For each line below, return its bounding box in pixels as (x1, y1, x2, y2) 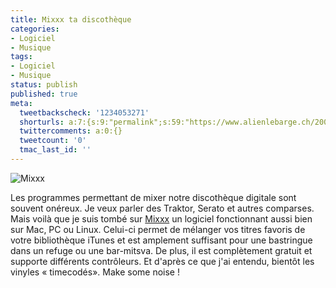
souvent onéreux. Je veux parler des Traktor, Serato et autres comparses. (10, 202, 315, 214)
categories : (10, 24, 60, 34)
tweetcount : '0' (19, 136, 87, 146)
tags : (10, 52, 33, 62)
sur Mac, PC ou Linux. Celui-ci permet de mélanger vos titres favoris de (10, 223, 306, 235)
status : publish (10, 80, 78, 90)
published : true (10, 89, 78, 99)
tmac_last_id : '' (19, 145, 92, 155)
